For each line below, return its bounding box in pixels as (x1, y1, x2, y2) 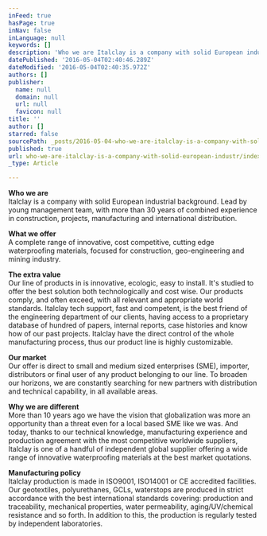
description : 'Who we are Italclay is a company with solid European (8, 49, 244, 56)
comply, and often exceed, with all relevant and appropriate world (8, 295, 223, 305)
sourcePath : (8, 137, 48, 146)
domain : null (15, 93, 59, 101)
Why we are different (8, 402, 79, 412)
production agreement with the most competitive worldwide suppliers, (8, 436, 238, 445)
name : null (15, 85, 52, 94)
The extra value (8, 270, 61, 279)
